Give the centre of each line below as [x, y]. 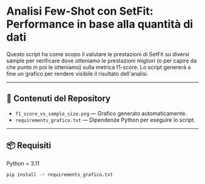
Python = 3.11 [23, 163]
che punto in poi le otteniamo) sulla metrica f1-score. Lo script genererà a [99, 67]
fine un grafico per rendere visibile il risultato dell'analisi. [77, 73]
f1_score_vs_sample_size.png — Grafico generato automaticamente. [101, 113]
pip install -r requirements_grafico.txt [60, 175]
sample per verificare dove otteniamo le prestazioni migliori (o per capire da [102, 61]
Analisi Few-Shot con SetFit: [80, 11]
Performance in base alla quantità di [100, 24]
